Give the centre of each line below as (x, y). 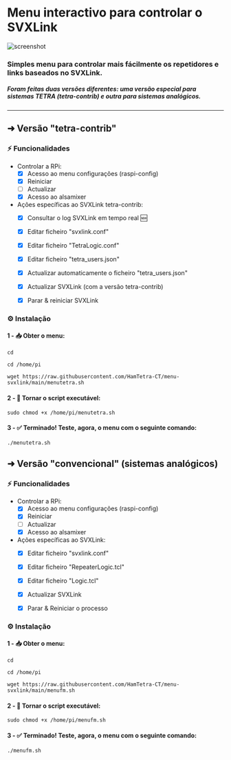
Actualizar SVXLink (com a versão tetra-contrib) (95, 287)
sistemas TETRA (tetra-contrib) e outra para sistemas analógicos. (104, 96)
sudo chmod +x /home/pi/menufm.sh (57, 720)
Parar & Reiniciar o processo (67, 608)
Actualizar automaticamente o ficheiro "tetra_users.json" (107, 273)
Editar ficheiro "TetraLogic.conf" (73, 245)
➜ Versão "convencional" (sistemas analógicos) (113, 464)
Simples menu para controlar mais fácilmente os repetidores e (113, 64)
